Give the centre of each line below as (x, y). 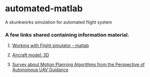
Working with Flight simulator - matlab (51, 46)
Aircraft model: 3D (31, 55)
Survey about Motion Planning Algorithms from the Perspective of (78, 65)
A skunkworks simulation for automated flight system (59, 22)
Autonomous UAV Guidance (40, 70)
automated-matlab (44, 9)
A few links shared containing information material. (67, 35)
